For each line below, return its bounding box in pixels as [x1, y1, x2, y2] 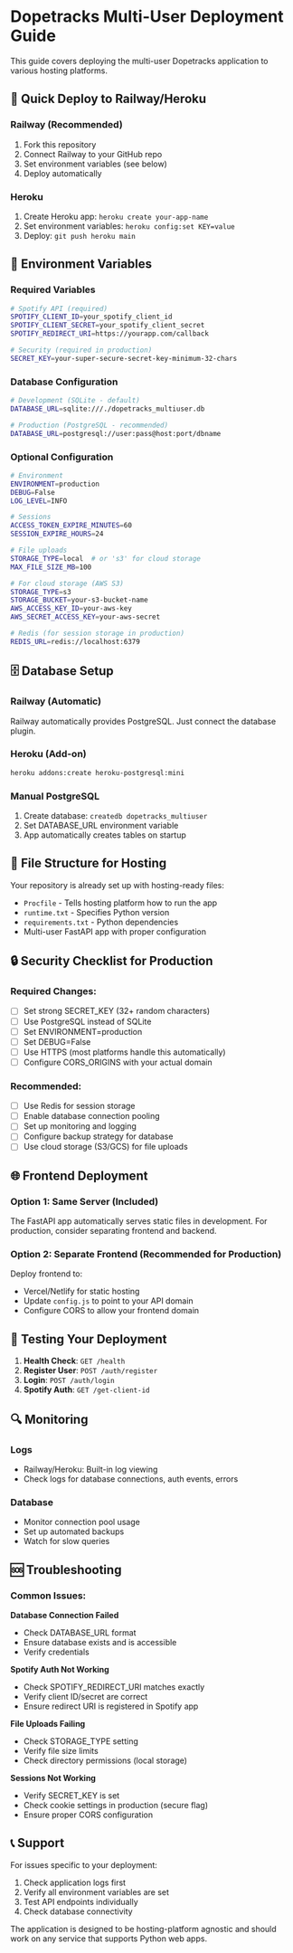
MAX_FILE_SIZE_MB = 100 [10, 563, 92, 572]
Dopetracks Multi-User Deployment [10, 6, 284, 27]
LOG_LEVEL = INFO [10, 496, 68, 506]
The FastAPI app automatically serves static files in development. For [10, 1216, 268, 1227]
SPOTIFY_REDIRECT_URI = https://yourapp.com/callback [10, 329, 209, 338]
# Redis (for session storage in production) [10, 629, 184, 639]
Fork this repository [23, 138, 97, 150]
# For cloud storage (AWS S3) [10, 579, 125, 588]
